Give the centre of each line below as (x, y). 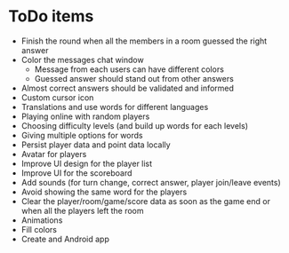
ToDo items (51, 16)
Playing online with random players (85, 116)
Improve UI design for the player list (87, 163)
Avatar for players (54, 154)
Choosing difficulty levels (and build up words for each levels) (135, 125)
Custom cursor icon (57, 97)
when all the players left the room (82, 210)
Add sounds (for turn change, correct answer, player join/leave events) (151, 182)
